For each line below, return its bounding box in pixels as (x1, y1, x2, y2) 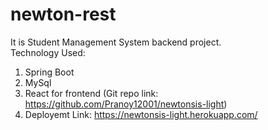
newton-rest (10, 3, 117, 26)
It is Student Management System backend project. (10, 36, 222, 48)
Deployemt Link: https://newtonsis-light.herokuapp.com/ (24, 108, 258, 120)
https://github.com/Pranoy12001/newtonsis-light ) (24, 98, 228, 110)
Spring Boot (24, 66, 75, 78)
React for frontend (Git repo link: (24, 87, 159, 99)
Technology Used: (10, 46, 86, 58)
